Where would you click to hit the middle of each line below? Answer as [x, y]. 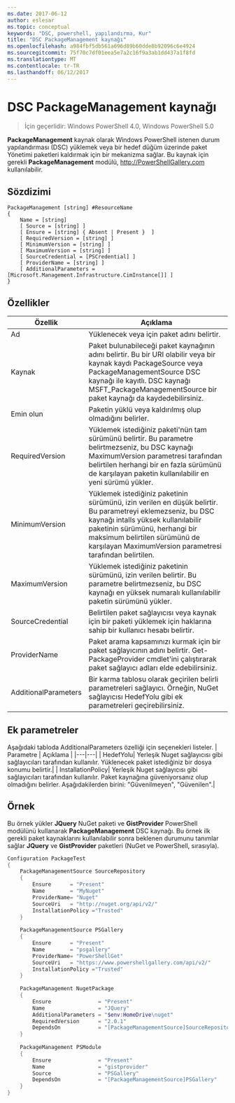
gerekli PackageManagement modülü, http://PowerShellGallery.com [106, 162]
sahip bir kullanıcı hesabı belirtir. [141, 630]
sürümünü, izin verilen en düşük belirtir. [153, 503]
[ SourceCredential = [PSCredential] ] [78, 257]
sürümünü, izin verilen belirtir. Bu [143, 575]
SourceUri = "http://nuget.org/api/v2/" [95, 904]
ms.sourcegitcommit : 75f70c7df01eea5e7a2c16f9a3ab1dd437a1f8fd [101, 53]
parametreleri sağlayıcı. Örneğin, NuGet [154, 688]
